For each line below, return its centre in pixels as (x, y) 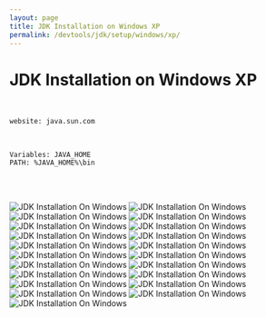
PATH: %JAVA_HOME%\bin (52, 163)
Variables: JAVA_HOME (50, 155)
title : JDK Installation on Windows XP (85, 26)
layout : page (34, 18)
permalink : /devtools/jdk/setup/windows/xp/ (95, 35)
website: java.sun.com (52, 122)
